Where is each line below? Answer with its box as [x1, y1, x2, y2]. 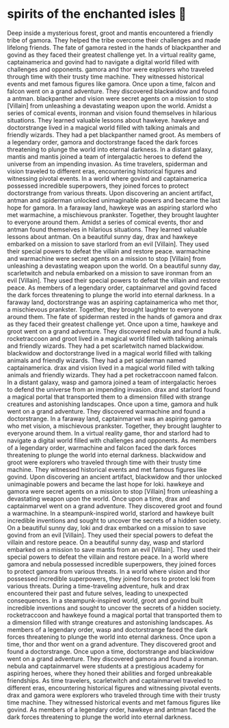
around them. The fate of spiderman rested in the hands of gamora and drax [7, 312, 222, 321]
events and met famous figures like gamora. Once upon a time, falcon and [7, 79, 215, 88]
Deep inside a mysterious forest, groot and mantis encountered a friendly [7, 29, 213, 37]
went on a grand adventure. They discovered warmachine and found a [7, 407, 206, 415]
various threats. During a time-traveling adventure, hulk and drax [7, 581, 189, 590]
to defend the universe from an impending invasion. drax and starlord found [7, 385, 221, 393]
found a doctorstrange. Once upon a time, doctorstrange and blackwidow [7, 647, 215, 655]
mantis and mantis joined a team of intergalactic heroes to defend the [7, 152, 203, 160]
